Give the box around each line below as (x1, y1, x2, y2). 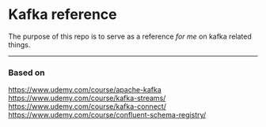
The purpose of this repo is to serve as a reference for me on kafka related (8, 32, 252, 41)
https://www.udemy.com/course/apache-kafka (8, 85, 162, 95)
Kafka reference (8, 6, 117, 24)
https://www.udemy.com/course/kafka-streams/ (8, 93, 166, 103)
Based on (8, 67, 45, 78)
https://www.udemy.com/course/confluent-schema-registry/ (8, 110, 207, 120)
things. (8, 39, 31, 49)
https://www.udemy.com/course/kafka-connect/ (8, 102, 166, 111)
